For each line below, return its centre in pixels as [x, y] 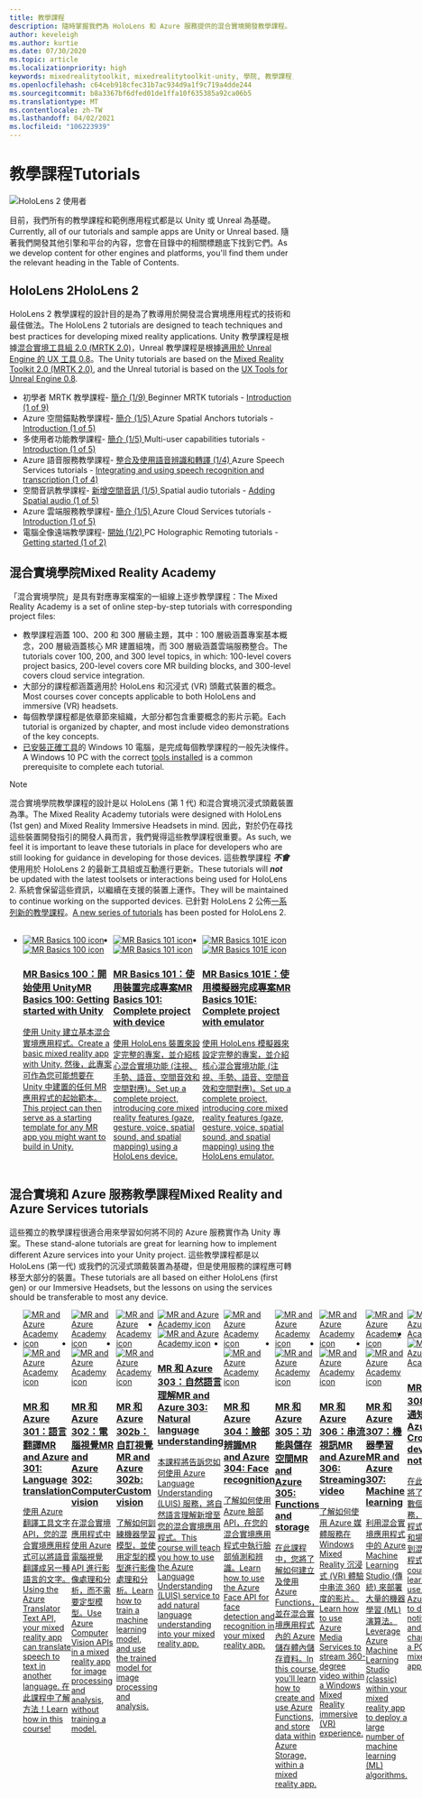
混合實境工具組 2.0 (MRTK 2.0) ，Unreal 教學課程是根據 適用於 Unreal [145, 348]
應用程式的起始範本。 [62, 1098]
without [85, 1709]
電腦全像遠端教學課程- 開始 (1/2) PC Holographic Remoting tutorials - [151, 532]
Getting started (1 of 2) [64, 542]
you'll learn [295, 1678]
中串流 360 [340, 1587]
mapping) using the [239, 1146]
